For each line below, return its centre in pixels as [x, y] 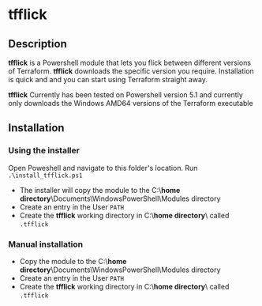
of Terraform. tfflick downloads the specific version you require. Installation [131, 71]
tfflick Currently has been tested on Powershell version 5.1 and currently [125, 95]
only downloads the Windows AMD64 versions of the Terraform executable [131, 103]
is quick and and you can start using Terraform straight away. [108, 79]
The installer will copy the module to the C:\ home [100, 190]
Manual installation [46, 244]
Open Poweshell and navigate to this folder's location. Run [103, 168]
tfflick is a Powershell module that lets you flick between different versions [129, 62]
